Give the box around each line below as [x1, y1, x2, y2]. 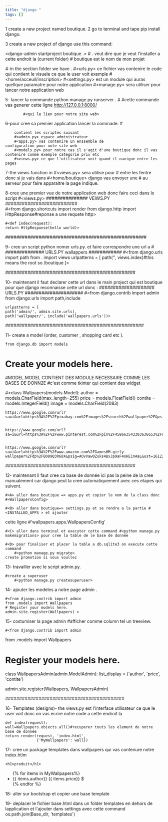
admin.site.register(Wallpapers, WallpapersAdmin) [5, 686, 108, 692]
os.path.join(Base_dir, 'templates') [5, 811, 75, 817]
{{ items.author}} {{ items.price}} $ [12, 776, 84, 782]
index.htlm [5, 752, 27, 758]
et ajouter [45, 510, 68, 515]
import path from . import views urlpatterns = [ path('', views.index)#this [5, 254, 154, 260]
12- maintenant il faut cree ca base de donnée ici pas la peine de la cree [5, 472, 153, 478]
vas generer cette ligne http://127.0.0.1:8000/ [5, 102, 97, 108]
